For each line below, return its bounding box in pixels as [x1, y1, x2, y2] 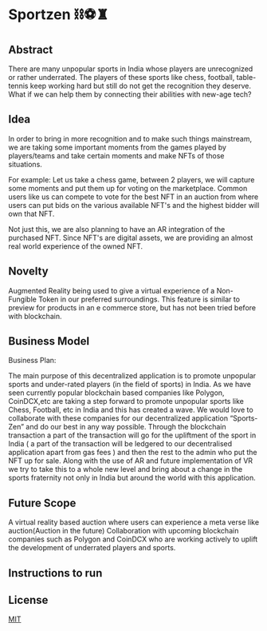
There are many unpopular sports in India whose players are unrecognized [8, 64, 253, 74]
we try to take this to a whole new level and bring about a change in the [8, 465, 243, 474]
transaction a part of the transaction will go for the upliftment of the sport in [8, 430, 257, 440]
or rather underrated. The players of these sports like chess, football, [8, 73, 235, 82]
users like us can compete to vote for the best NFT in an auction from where [8, 192, 259, 202]
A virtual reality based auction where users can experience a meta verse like [8, 517, 260, 527]
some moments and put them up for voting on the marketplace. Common [8, 183, 248, 193]
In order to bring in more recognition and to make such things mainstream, [8, 134, 253, 143]
